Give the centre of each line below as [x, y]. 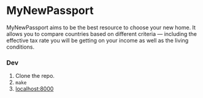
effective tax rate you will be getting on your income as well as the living [98, 40]
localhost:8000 [34, 89]
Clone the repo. [35, 76]
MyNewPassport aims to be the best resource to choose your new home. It [101, 27]
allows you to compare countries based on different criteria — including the [102, 33]
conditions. [21, 47]
